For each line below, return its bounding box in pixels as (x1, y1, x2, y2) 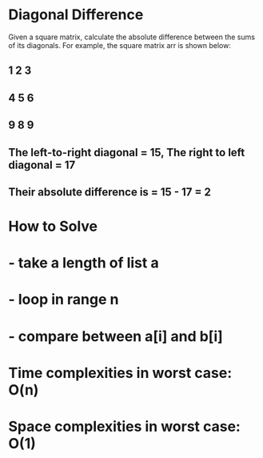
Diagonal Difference (8, 6, 144, 24)
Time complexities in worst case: (8, 364, 233, 382)
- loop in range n (8, 291, 119, 309)
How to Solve (8, 218, 98, 235)
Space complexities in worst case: (8, 418, 241, 436)
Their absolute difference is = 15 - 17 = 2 (8, 185, 212, 199)
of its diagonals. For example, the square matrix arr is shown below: (8, 40, 232, 50)
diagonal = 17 (8, 158, 76, 171)
